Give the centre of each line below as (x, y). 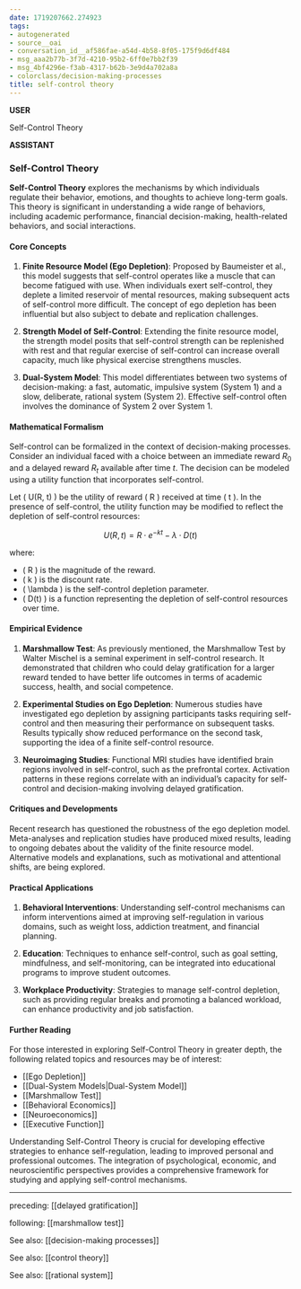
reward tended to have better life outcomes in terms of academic (142, 677)
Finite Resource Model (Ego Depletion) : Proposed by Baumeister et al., (154, 267)
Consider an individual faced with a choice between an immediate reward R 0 (150, 457)
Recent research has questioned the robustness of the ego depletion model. (150, 828)
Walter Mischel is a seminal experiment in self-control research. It (143, 658)
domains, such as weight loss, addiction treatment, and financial (141, 927)
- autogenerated (39, 34)
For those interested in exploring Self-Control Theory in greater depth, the (146, 1050)
